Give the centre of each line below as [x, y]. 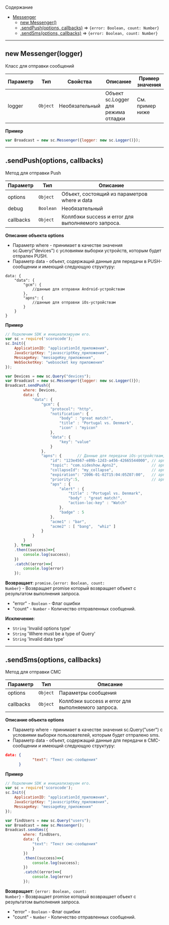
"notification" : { [69, 414]
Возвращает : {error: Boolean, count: [46, 891]
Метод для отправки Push [33, 173]
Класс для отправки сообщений [40, 66]
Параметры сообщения [88, 693]
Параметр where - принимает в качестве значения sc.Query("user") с [88, 730]
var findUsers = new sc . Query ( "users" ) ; [48, 820]
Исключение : [20, 619]
